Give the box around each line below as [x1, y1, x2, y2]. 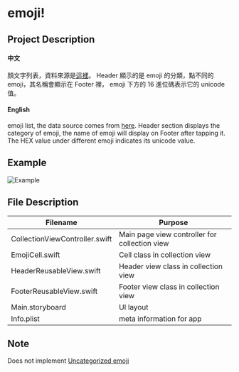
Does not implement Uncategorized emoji [7, 356, 129, 365]
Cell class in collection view [118, 250, 211, 260]
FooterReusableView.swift [11, 286, 98, 296]
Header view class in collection [118, 261, 223, 271]
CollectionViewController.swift [11, 234, 112, 244]
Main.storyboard [11, 302, 66, 312]
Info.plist [11, 314, 41, 324]
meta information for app [118, 314, 202, 324]
